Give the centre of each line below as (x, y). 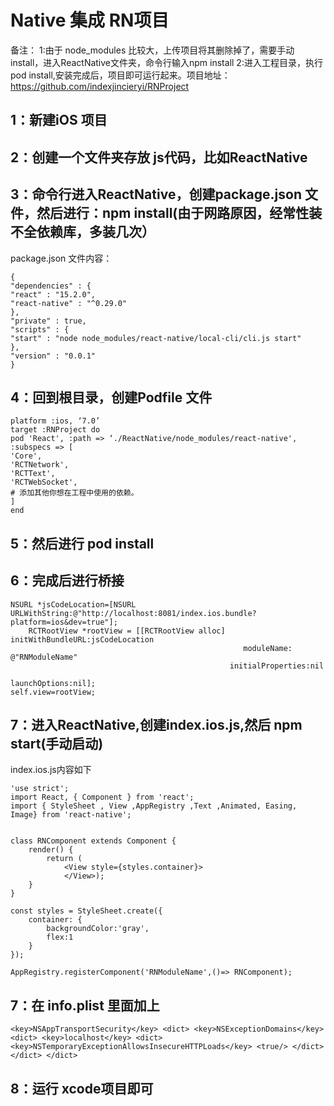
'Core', (26, 456)
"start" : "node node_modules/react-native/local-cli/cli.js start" (156, 338)
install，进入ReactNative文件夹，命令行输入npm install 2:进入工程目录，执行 (166, 62)
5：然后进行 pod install (82, 543)
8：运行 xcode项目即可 (82, 1088)
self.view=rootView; (53, 692)
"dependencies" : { (51, 286)
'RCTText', (33, 474)
